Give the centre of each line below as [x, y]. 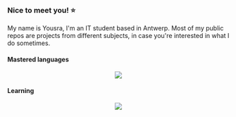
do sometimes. [29, 43]
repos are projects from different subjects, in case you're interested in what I [118, 36]
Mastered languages [38, 59]
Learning [21, 91]
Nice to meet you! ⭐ [42, 10]
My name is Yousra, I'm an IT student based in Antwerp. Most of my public [116, 28]
